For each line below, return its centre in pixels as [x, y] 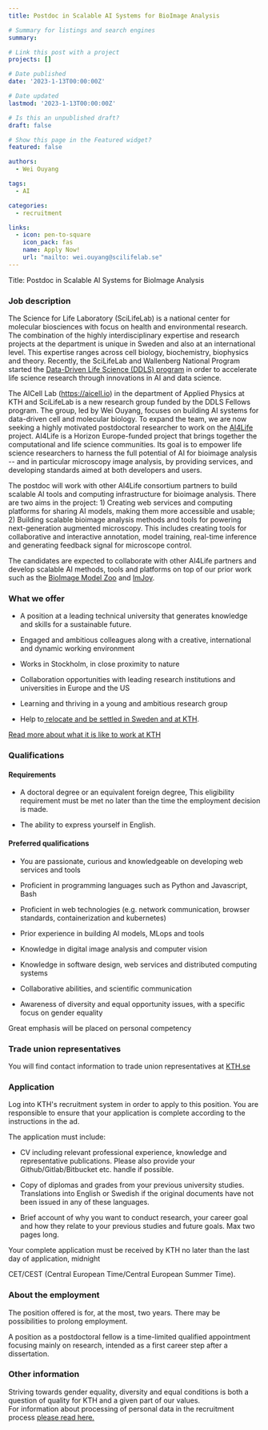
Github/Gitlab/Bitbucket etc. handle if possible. [97, 1169]
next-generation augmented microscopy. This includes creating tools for [128, 528]
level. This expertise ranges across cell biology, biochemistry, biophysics [129, 353]
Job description [40, 301]
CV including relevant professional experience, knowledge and [123, 1153]
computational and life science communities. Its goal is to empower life [125, 445]
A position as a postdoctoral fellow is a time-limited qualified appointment [129, 1336]
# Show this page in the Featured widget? [80, 140]
